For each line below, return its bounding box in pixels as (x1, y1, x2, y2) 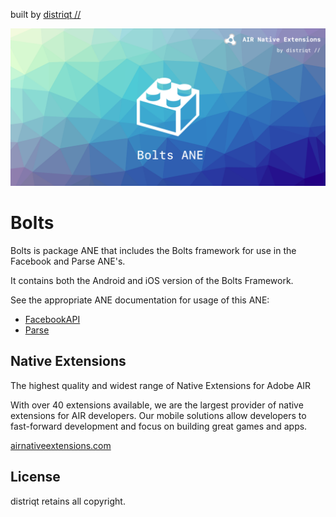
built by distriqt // (10, 9, 82, 20)
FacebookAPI (24, 313, 81, 325)
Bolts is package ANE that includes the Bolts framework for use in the (10, 244, 297, 256)
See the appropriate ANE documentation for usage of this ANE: (10, 294, 270, 306)
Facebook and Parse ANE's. (10, 255, 126, 267)
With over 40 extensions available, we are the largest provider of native (10, 399, 304, 411)
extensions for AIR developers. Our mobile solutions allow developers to (10, 409, 307, 421)
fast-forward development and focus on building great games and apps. (10, 420, 308, 432)
